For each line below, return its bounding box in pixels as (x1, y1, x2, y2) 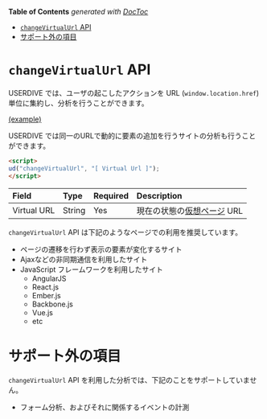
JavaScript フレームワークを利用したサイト (19, 265, 163, 274)
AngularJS (31, 273, 67, 283)
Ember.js (31, 290, 62, 300)
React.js (31, 281, 59, 292)
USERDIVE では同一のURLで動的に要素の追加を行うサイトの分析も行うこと (8, 130, 257, 140)
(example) (8, 114, 42, 124)
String (63, 204, 86, 216)
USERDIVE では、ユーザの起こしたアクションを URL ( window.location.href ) (8, 88, 260, 97)
